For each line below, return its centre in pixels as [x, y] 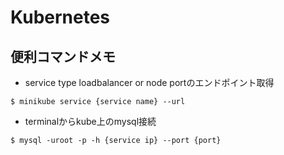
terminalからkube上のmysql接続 [90, 121]
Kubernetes [60, 17]
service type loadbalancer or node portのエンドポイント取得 [149, 82]
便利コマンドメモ [63, 56]
